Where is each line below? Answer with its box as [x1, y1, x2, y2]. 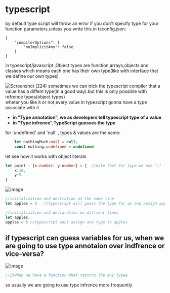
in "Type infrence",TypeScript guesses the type [12, 119, 116, 125]
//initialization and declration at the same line [5, 197, 114, 202]
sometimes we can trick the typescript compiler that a [48, 83, 160, 89]
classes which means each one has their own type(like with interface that [5, 68, 158, 74]
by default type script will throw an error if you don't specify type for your [5, 20, 159, 26]
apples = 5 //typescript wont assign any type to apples [5, 219, 128, 224]
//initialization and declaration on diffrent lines [5, 210, 119, 215]
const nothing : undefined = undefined [14, 144, 94, 149]
